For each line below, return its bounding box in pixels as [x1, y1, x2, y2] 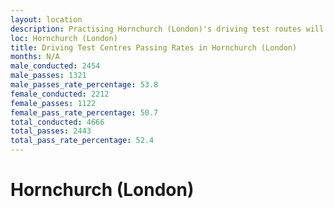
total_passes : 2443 [10, 126, 92, 136]
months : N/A [10, 52, 60, 62]
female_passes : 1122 [10, 98, 97, 108]
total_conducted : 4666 [10, 117, 105, 127]
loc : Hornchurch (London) [10, 33, 118, 43]
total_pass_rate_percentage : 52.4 [10, 136, 155, 146]
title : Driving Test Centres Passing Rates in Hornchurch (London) [10, 42, 298, 53]
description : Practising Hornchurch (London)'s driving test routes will [10, 24, 325, 34]
